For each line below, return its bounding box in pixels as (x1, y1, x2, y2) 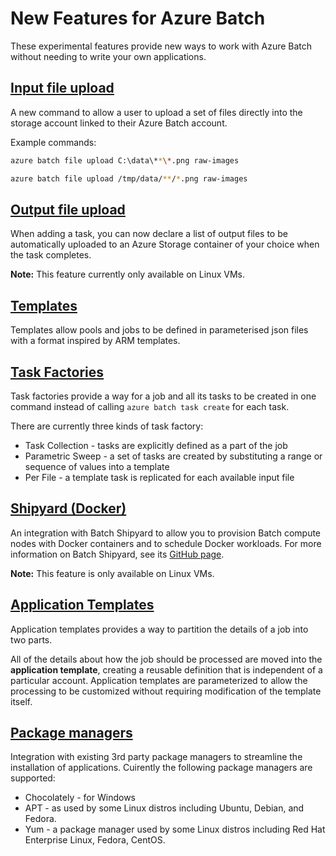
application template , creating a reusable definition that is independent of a (10, 663, 323, 676)
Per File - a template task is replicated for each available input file (24, 471, 295, 483)
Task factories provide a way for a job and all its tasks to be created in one (10, 390, 317, 402)
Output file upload (10, 201, 126, 218)
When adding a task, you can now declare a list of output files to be (10, 228, 288, 240)
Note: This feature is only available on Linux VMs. (10, 567, 215, 579)
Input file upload (10, 80, 115, 97)
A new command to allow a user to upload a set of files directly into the (10, 106, 303, 118)
